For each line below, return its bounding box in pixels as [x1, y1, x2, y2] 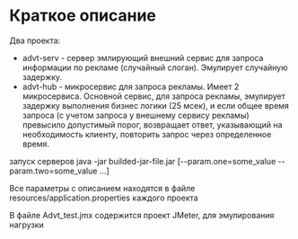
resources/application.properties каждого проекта [9, 192, 199, 203]
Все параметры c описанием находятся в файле [9, 182, 196, 193]
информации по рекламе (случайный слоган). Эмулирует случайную [22, 62, 288, 73]
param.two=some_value [9, 165, 98, 176]
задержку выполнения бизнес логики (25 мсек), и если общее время [22, 100, 290, 111]
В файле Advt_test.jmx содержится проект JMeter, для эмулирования [9, 209, 275, 220]
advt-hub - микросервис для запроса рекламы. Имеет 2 [22, 81, 240, 92]
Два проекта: [9, 35, 61, 46]
